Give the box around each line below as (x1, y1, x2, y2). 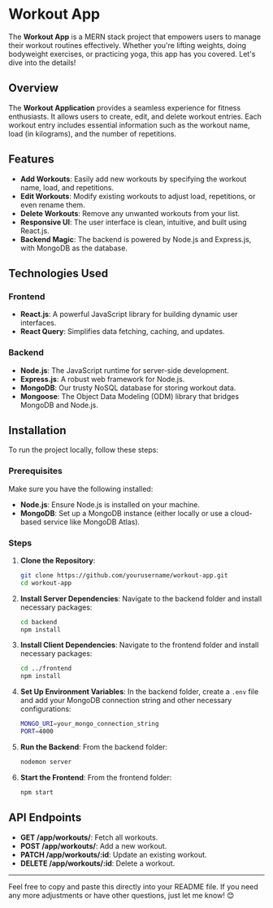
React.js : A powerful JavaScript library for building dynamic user (19, 310, 238, 319)
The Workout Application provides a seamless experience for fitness (8, 102, 241, 112)
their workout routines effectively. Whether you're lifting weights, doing (8, 40, 246, 50)
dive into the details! (8, 58, 76, 67)
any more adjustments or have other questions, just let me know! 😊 (8, 890, 235, 900)
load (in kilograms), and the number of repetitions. (8, 128, 177, 138)
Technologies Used (8, 266, 108, 280)
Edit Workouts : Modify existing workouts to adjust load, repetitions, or (19, 191, 256, 201)
